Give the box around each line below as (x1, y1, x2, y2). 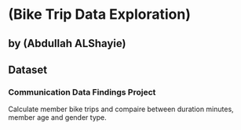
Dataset (8, 63, 48, 76)
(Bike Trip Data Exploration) (8, 5, 191, 23)
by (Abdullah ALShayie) (8, 37, 126, 50)
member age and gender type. (8, 113, 108, 122)
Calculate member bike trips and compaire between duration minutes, (8, 104, 234, 114)
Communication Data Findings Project (8, 86, 156, 97)
